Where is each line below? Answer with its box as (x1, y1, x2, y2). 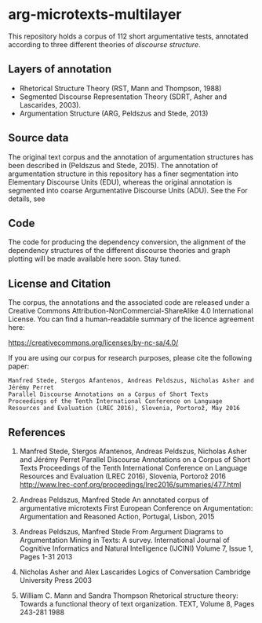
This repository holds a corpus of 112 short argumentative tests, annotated (8, 31, 249, 41)
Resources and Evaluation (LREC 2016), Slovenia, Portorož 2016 (19, 471, 226, 481)
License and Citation (8, 277, 111, 290)
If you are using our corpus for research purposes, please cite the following (8, 354, 253, 363)
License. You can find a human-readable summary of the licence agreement (8, 314, 254, 324)
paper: (8, 361, 30, 371)
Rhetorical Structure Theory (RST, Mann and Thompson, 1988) (19, 83, 222, 93)
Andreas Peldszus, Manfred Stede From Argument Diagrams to (19, 527, 224, 536)
